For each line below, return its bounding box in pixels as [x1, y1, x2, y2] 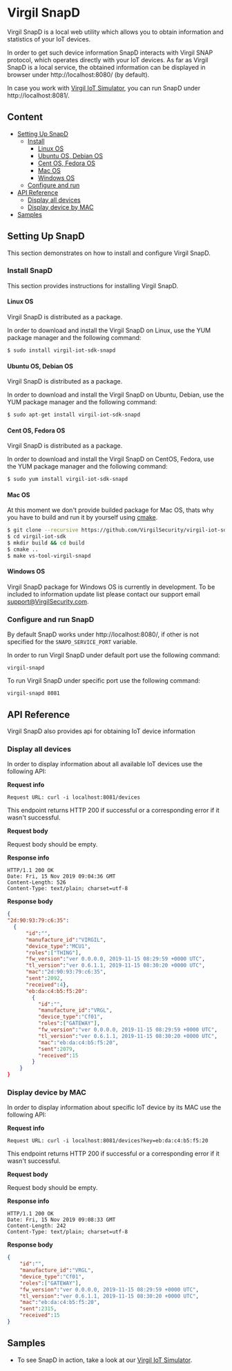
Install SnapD [7, 266, 53, 276]
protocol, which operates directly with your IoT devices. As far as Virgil [7, 55, 209, 64]
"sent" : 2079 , [37, 1046, 76, 1052]
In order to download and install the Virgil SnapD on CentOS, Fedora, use [7, 455, 215, 464]
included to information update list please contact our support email [7, 589, 200, 598]
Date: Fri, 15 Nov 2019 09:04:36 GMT [7, 873, 116, 880]
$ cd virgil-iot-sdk [7, 533, 67, 540]
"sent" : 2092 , [25, 975, 64, 982]
